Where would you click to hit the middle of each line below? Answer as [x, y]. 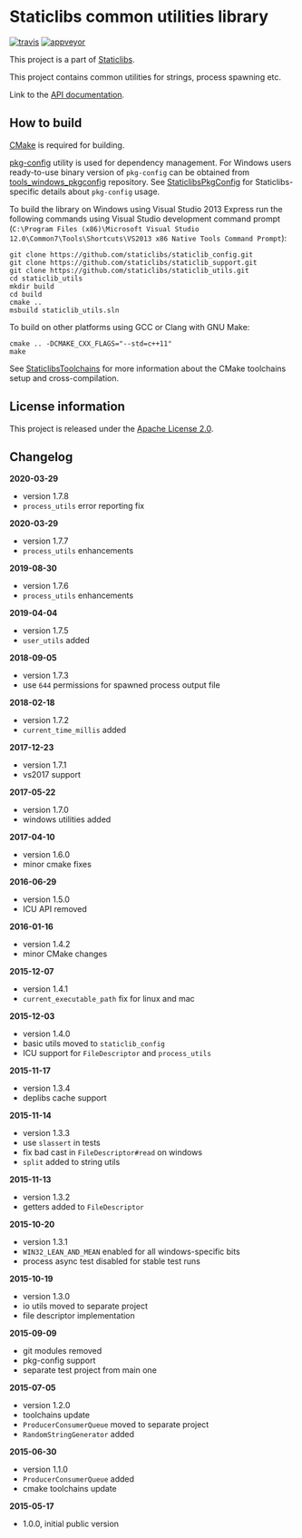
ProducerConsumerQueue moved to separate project [116, 1425]
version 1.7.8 [46, 496]
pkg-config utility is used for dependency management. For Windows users [151, 162]
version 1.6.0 [46, 855]
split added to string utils [71, 1162]
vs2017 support [52, 775]
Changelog [41, 457]
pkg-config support [59, 1361]
